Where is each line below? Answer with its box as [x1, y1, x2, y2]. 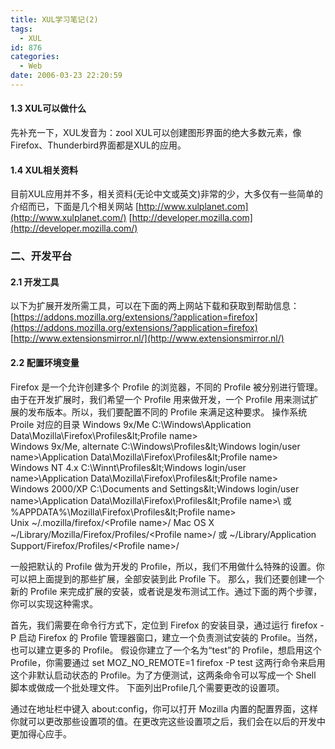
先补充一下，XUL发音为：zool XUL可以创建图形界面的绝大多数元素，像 [10, 127, 302, 139]
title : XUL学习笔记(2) [10, 14, 99, 25]
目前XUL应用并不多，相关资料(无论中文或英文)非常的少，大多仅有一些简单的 [10, 188, 324, 200]
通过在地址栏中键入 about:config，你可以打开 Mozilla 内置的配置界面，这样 [10, 702, 318, 715]
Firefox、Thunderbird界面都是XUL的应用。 [10, 139, 187, 151]
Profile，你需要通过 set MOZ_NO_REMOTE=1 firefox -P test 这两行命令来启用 [10, 656, 326, 668]
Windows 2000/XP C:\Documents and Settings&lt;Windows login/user [10, 482, 300, 495]
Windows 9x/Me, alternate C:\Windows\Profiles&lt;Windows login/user [10, 440, 301, 452]
